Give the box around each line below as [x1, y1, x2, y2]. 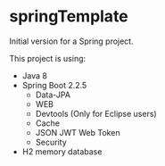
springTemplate [9, 6, 129, 27]
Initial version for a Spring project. [9, 36, 134, 46]
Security [35, 137, 67, 147]
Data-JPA [35, 89, 71, 100]
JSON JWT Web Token [35, 127, 120, 137]
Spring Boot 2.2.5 [21, 79, 87, 90]
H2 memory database [21, 145, 103, 157]
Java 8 [21, 70, 47, 81]
